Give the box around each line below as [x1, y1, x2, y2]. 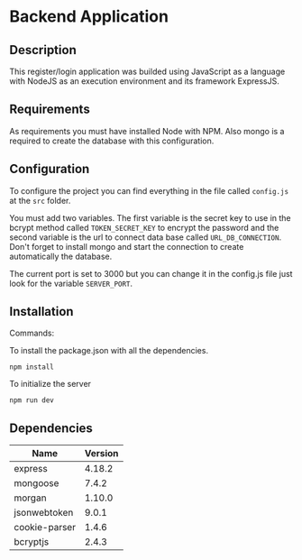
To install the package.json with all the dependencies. [9, 345, 209, 356]
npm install [9, 363, 54, 372]
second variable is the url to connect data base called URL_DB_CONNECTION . [9, 232, 282, 243]
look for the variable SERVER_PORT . [9, 278, 133, 289]
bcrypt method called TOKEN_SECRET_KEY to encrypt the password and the [9, 222, 279, 233]
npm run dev [9, 396, 54, 405]
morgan [14, 491, 47, 504]
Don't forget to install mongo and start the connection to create [9, 241, 244, 252]
